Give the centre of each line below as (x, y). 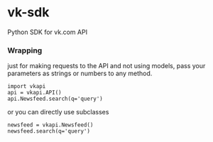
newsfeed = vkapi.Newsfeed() (50, 125)
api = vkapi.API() (34, 93)
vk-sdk (28, 12)
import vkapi (27, 87)
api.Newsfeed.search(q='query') (55, 99)
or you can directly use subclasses (58, 112)
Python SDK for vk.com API (47, 32)
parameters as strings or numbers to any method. (80, 73)
